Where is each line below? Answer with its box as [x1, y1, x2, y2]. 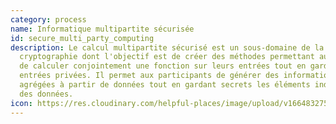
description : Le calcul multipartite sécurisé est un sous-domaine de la [10, 42, 325, 53]
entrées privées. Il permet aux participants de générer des [19, 71, 280, 81]
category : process [10, 14, 87, 25]
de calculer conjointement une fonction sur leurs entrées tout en [19, 61, 307, 71]
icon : [10, 98, 33, 108]
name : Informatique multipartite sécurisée [10, 24, 195, 34]
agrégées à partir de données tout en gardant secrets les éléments [19, 80, 311, 90]
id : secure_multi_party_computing [10, 33, 155, 43]
